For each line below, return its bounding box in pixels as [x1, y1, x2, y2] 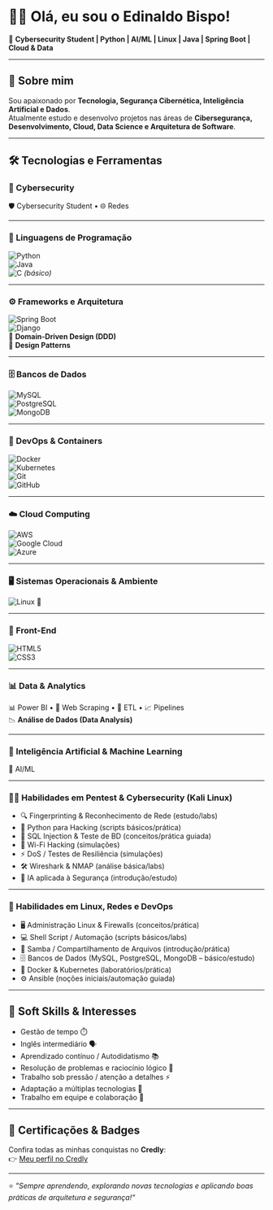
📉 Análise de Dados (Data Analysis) [8, 715, 133, 725]
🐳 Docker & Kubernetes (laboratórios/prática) [19, 964, 172, 974]
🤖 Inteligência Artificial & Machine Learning [8, 746, 183, 757]
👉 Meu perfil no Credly [8, 1154, 89, 1164]
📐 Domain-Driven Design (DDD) [8, 332, 116, 342]
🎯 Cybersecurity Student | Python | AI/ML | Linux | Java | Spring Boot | [8, 34, 250, 44]
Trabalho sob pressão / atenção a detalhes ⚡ [19, 1072, 171, 1082]
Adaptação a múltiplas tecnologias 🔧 [19, 1083, 143, 1093]
